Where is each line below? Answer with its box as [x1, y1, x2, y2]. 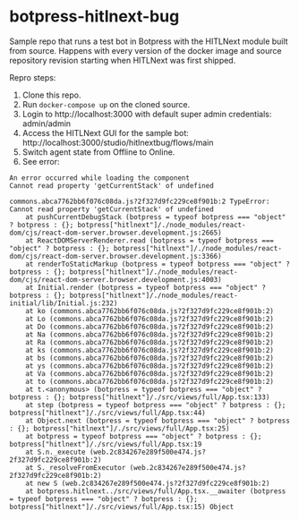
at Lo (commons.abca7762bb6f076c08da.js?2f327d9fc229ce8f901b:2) [25, 314, 275, 323]
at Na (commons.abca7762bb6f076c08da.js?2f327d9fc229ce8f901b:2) [25, 329, 275, 339]
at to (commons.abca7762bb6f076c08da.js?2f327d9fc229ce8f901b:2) [25, 377, 275, 386]
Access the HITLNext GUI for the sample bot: [21, 127, 190, 138]
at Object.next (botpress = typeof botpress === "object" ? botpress [25, 416, 291, 425]
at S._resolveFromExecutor [25, 463, 126, 472]
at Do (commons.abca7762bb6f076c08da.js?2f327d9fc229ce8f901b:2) [25, 322, 275, 331]
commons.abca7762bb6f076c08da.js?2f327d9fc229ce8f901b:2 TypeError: [9, 197, 270, 206]
